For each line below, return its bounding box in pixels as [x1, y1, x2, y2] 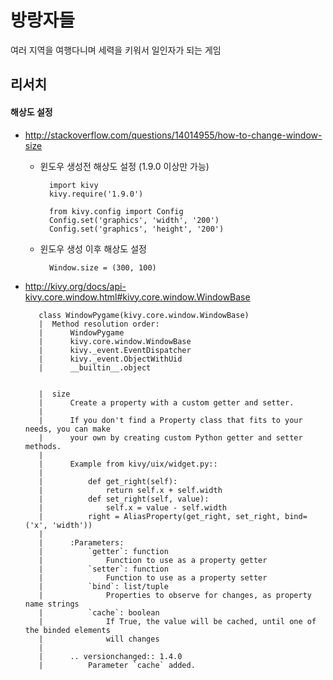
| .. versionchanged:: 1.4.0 [38, 651, 183, 661]
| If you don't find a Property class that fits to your [38, 415, 303, 425]
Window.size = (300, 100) [48, 262, 157, 273]
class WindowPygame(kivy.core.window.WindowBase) [38, 310, 250, 320]
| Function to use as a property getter [38, 555, 268, 565]
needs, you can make [24, 424, 111, 434]
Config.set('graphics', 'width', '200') [48, 215, 220, 225]
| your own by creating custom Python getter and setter [38, 432, 303, 443]
